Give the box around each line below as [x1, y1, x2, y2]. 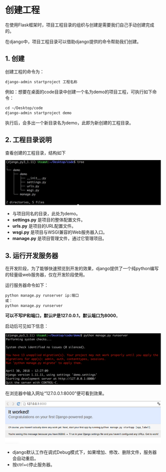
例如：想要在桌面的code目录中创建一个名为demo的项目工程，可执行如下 [5, 89, 153, 95]
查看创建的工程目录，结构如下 [5, 150, 66, 156]
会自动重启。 [12, 456, 39, 462]
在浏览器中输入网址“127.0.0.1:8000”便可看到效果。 [5, 390, 107, 397]
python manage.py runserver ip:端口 [5, 293, 79, 298]
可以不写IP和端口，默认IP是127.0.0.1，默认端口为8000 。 [5, 313, 121, 319]
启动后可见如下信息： [5, 323, 48, 329]
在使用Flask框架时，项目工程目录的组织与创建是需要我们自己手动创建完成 [5, 22, 155, 28]
